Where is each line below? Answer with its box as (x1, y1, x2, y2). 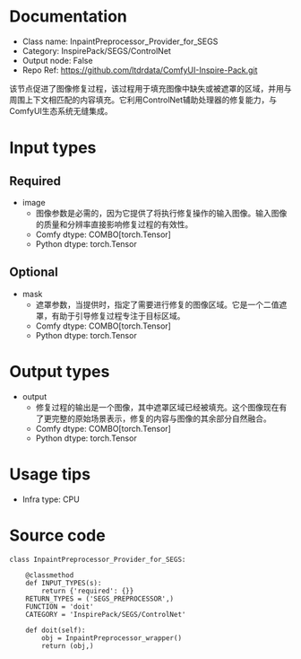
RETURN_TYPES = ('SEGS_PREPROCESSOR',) (25, 594, 175, 603)
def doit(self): (25, 626, 87, 635)
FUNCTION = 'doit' (25, 602, 94, 611)
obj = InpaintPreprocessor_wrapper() (41, 633, 182, 643)
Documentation (9, 6, 128, 27)
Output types (9, 361, 110, 382)
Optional (9, 265, 58, 280)
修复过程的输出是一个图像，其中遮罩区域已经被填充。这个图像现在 (35, 401, 279, 412)
